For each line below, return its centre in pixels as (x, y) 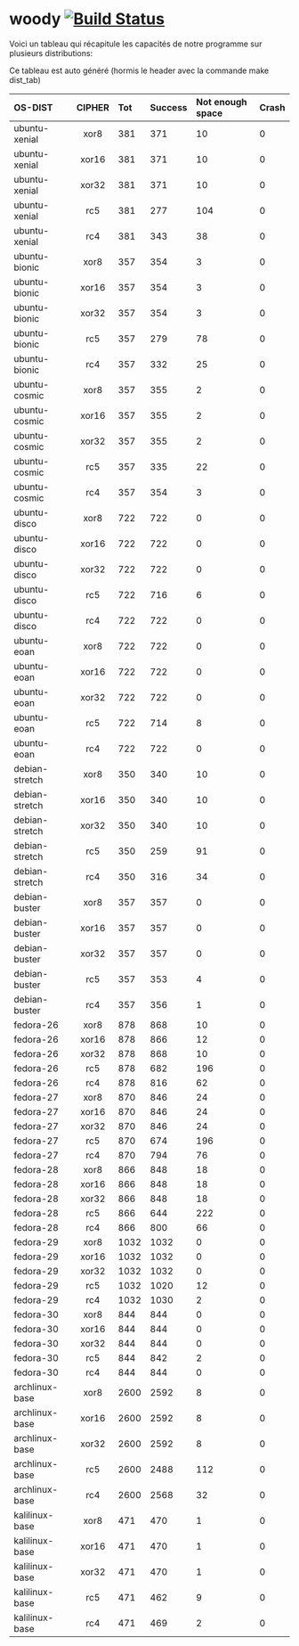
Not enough (221, 102)
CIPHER (93, 107)
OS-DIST (33, 107)
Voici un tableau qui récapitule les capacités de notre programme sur (136, 44)
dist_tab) (25, 79)
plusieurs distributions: (51, 53)
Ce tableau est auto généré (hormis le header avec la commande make (139, 70)
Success (169, 107)
